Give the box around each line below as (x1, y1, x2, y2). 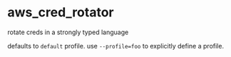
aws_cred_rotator (7, 4, 114, 21)
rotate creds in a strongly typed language (7, 28, 129, 36)
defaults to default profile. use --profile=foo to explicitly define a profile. (7, 41, 225, 50)
